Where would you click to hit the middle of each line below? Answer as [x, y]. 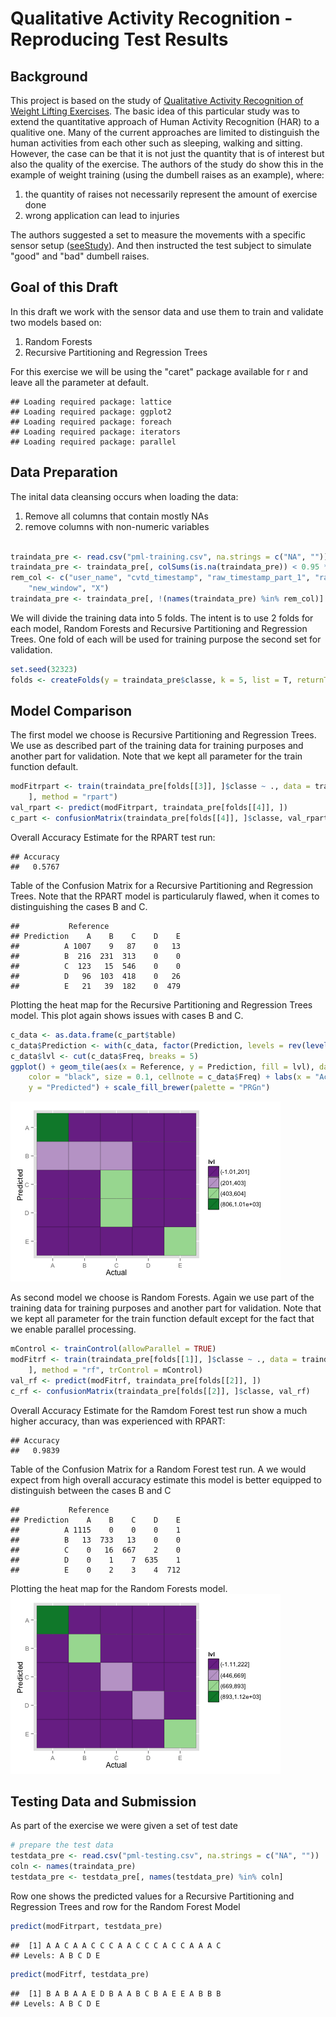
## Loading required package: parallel [93, 442]
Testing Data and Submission [103, 1801]
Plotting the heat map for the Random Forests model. [119, 1588]
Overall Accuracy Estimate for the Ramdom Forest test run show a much [159, 1410]
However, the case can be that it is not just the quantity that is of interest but [167, 153]
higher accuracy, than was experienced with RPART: [118, 1421]
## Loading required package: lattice [91, 402]
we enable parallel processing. [73, 1329]
